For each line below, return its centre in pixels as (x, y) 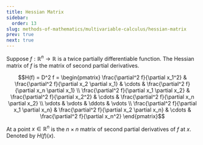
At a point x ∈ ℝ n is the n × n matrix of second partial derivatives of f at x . (99, 129)
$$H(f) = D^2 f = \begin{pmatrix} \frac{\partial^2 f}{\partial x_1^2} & (102, 77)
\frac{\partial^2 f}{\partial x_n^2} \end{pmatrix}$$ (102, 116)
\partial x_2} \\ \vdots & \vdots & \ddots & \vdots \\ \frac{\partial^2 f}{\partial (102, 103)
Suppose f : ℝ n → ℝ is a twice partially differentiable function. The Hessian (100, 58)
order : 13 (24, 23)
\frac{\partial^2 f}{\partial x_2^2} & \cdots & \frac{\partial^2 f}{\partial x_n (102, 97)
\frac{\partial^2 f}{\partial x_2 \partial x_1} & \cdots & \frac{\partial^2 (99, 83)
